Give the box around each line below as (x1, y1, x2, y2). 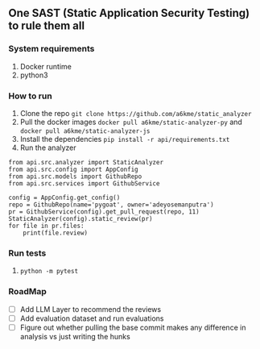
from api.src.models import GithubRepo (8, 172, 142, 181)
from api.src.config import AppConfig (8, 165, 138, 173)
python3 (19, 70, 48, 80)
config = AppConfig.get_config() (8, 193, 121, 202)
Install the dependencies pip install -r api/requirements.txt (19, 134, 230, 143)
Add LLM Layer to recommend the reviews (19, 304, 162, 314)
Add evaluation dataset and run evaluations (19, 314, 164, 323)
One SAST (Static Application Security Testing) (8, 6, 250, 20)
